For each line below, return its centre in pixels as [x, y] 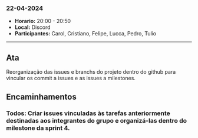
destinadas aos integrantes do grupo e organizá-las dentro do [97, 121]
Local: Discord [33, 27]
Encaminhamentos [41, 96]
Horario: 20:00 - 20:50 [43, 21]
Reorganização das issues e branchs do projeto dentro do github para [91, 72]
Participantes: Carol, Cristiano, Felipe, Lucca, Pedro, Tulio [85, 34]
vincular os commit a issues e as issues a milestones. [71, 78]
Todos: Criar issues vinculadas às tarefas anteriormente [88, 113]
